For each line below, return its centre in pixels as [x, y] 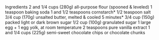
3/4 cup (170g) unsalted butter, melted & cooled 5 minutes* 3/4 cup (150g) [80, 17]
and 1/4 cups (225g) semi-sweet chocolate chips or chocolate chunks [75, 33]
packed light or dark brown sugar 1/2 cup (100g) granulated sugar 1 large [78, 22]
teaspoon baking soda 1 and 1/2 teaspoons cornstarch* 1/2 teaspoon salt [78, 12]
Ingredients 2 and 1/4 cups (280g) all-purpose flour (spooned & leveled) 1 [79, 7]
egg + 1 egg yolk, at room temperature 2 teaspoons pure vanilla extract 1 [78, 27]
